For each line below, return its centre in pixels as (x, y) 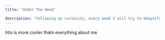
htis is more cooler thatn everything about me (51, 32)
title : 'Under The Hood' (30, 10)
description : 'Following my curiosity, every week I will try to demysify (83, 18)
